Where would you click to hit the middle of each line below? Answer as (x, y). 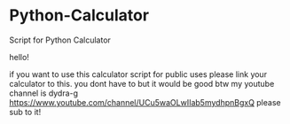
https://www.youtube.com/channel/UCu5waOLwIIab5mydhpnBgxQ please (145, 102)
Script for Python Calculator (60, 40)
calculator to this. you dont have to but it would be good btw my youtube (142, 83)
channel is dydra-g (43, 93)
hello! (19, 57)
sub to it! (25, 112)
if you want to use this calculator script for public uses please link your (138, 74)
